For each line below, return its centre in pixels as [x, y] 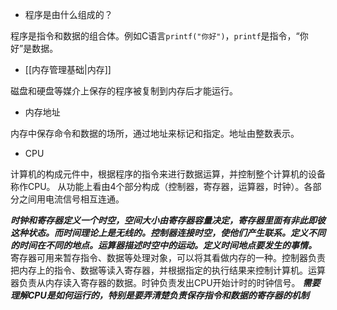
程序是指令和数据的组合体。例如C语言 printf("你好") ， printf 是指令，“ [155, 36]
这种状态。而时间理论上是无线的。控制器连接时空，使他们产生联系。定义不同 [168, 232]
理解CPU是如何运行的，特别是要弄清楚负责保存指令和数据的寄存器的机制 [160, 295]
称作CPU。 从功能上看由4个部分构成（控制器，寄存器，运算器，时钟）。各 [161, 186]
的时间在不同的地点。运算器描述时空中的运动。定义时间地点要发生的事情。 [163, 245]
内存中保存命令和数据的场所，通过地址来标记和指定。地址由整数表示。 [155, 133]
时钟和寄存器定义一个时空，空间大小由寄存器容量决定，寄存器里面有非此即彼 [168, 220]
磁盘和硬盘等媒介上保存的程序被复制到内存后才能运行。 [124, 91]
